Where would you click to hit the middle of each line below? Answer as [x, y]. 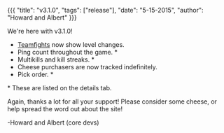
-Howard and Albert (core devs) [53, 122]
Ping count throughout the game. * [67, 52]
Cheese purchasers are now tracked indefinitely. [87, 67]
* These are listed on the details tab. [59, 88]
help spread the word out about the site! [65, 109]
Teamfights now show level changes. [71, 44]
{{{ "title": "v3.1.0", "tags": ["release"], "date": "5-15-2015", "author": [105, 10]
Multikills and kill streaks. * [56, 59]
